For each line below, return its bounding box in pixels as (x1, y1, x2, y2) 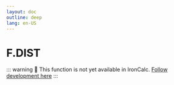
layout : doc (6, 8, 37, 15)
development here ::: (6, 72, 58, 80)
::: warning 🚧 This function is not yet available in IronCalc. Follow (6, 66, 168, 73)
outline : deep (6, 14, 43, 20)
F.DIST (6, 46, 41, 60)
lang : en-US (6, 20, 37, 26)
